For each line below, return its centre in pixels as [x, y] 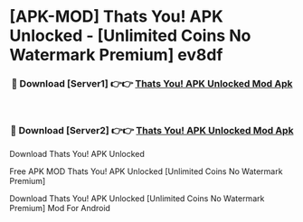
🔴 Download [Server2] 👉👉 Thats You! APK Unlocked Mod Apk [152, 131]
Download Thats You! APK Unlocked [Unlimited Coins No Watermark [137, 198]
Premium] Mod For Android [60, 208]
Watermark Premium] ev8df [116, 55]
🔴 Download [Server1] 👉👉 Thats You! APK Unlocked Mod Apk [152, 84]
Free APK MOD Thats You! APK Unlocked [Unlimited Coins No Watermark [146, 171]
